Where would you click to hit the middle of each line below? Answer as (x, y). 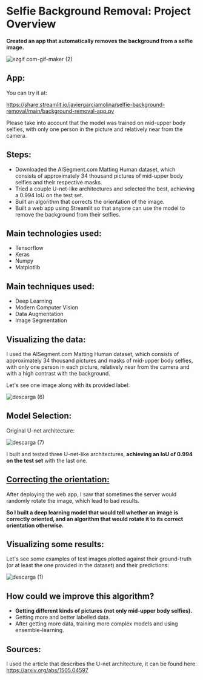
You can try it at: (27, 93)
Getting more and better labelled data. (62, 618)
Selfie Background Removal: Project (98, 11)
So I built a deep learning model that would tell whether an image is (92, 512)
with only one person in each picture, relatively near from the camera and (98, 367)
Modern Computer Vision (47, 308)
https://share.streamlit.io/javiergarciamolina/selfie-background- (86, 104)
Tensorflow (29, 248)
